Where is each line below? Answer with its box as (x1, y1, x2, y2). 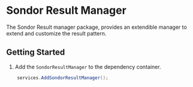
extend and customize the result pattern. (6, 29, 107, 37)
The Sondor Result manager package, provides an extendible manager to (6, 23, 187, 31)
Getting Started (6, 47, 65, 58)
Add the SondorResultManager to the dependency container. (14, 63, 161, 70)
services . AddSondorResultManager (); (17, 74, 109, 81)
